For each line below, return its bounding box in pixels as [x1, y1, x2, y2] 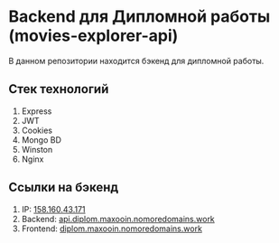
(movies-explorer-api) [8, 25, 179, 46]
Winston [21, 144, 53, 154]
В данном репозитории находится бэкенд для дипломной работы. [8, 55, 265, 66]
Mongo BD [21, 134, 62, 145]
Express [21, 106, 52, 117]
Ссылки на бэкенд [8, 180, 119, 195]
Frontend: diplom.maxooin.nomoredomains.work [21, 223, 202, 234]
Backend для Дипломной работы [8, 6, 271, 27]
